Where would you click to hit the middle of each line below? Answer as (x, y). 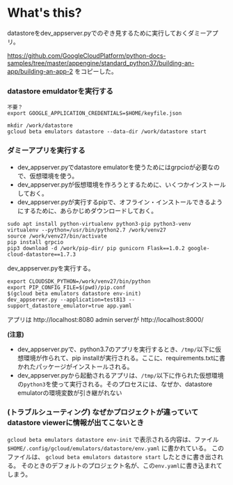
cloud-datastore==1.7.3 (42, 254)
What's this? (45, 13)
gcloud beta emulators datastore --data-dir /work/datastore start (107, 132)
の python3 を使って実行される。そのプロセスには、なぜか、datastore (115, 384)
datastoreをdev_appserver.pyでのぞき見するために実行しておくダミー (107, 33)
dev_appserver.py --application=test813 (67, 300)
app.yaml (119, 306)
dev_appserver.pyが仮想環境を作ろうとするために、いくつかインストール (121, 184)
